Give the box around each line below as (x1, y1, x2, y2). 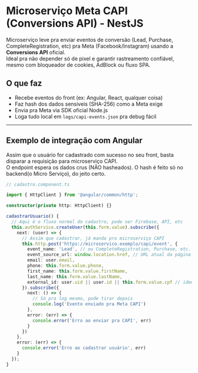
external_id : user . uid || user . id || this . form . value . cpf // (27, 279, 181, 285)
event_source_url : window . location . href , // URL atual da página (27, 252, 192, 258)
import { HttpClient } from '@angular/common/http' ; (6, 192, 138, 198)
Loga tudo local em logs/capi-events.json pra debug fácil (14, 113, 157, 120)
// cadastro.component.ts (6, 181, 70, 187)
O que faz (6, 78, 42, 89)
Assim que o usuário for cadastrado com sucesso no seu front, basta (6, 151, 174, 158)
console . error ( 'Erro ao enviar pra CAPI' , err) (32, 318, 151, 323)
